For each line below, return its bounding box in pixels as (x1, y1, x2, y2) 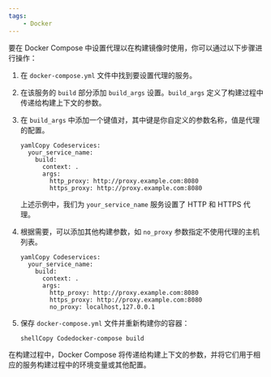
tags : (8, 11, 27, 20)
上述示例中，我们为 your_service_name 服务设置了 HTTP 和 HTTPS (19, 199, 242, 209)
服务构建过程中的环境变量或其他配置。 (22, 359, 151, 370)
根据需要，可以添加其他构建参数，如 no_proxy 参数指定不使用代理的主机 (19, 227, 260, 236)
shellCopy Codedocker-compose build (19, 334, 144, 342)
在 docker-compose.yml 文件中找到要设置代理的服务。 (19, 70, 197, 80)
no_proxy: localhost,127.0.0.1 (49, 302, 156, 311)
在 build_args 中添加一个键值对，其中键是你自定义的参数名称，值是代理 (19, 115, 260, 124)
